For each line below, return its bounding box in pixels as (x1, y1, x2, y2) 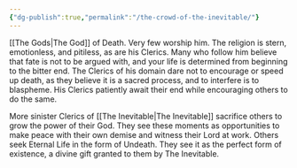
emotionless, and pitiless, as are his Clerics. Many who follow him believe (9, 46, 277, 57)
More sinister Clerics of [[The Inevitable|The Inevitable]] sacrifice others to (9, 111, 283, 121)
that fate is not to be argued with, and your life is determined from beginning (9, 56, 288, 66)
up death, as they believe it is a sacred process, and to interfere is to (9, 74, 260, 85)
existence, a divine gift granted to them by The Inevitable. (9, 148, 220, 159)
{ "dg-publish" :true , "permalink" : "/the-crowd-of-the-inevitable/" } (9, 12, 260, 22)
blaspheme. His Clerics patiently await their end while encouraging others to (9, 84, 288, 95)
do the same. (9, 94, 58, 104)
